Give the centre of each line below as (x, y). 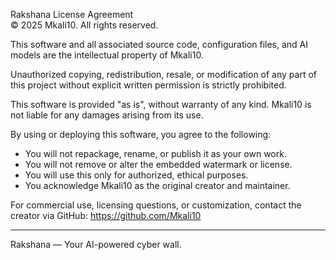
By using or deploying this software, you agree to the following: (141, 134)
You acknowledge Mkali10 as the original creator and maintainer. (157, 185)
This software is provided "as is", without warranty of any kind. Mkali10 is (161, 104)
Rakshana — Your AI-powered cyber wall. (96, 244)
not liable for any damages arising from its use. (107, 115)
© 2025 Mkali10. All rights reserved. (84, 25)
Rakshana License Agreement (72, 14)
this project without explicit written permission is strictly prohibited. (148, 85)
